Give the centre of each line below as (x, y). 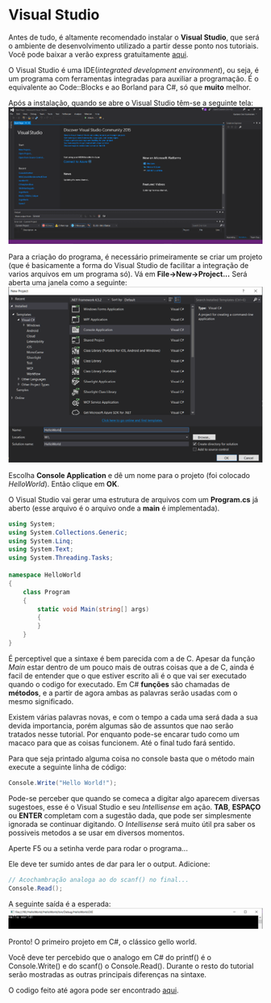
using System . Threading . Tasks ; (61, 558)
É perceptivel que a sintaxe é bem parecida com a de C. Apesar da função (132, 658)
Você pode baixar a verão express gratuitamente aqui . (98, 54)
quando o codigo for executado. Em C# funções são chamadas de (119, 684)
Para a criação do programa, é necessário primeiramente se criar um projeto (135, 257)
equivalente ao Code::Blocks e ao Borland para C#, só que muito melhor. (130, 87)
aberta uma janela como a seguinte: (68, 282)
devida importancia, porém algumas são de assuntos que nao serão (121, 725)
